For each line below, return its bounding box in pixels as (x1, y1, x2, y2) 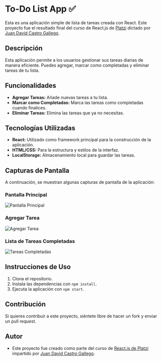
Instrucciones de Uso (5, 263, 71, 271)
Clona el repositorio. (12, 275, 53, 281)
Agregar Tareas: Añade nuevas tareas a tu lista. (12, 94, 108, 100)
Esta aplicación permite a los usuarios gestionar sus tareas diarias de (5, 57, 144, 63)
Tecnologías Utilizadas (5, 124, 76, 132)
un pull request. (5, 318, 36, 324)
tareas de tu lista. (5, 67, 40, 73)
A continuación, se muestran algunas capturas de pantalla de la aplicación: (5, 179, 155, 185)
